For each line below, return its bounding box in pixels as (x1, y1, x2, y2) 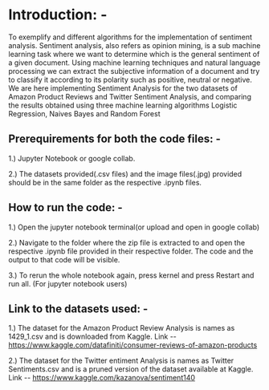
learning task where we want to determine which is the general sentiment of (8, 49, 260, 59)
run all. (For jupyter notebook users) (8, 278, 128, 288)
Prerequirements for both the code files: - (8, 132, 221, 146)
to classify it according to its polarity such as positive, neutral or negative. (8, 75, 253, 84)
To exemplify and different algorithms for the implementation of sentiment (8, 32, 253, 42)
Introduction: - (8, 6, 108, 24)
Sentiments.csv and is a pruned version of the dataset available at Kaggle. (8, 364, 254, 374)
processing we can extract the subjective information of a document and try (8, 66, 260, 75)
